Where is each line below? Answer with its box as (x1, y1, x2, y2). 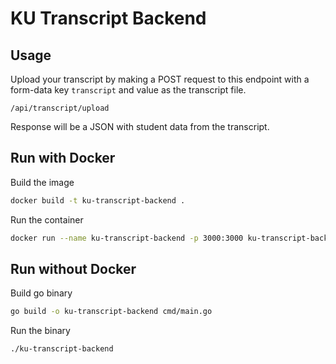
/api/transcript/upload (10, 103, 110, 113)
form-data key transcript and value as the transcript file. (10, 84, 247, 96)
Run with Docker (10, 150, 116, 167)
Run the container (10, 213, 84, 226)
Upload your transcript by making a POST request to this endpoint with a (10, 73, 310, 85)
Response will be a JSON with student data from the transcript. (10, 121, 270, 132)
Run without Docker (10, 260, 137, 277)
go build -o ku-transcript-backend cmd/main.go (10, 307, 213, 317)
